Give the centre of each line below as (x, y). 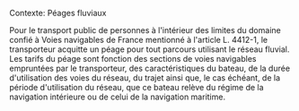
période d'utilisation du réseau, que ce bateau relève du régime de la (136, 87)
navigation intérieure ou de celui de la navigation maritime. (118, 97)
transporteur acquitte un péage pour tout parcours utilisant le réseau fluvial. (149, 49)
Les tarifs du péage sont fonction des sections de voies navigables (133, 59)
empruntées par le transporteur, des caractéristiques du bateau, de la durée (149, 68)
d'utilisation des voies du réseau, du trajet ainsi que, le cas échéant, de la (145, 78)
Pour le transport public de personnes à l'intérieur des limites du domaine (145, 30)
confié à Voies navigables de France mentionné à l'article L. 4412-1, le (138, 40)
